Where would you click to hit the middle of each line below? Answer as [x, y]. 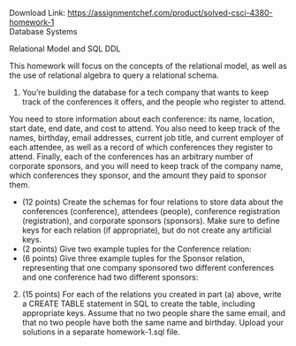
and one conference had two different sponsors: [110, 277]
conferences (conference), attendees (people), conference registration [151, 211]
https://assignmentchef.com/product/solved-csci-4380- [170, 13]
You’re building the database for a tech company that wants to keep [145, 92]
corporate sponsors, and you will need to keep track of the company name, [146, 166]
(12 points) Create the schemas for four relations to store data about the [152, 202]
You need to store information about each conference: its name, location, [142, 119]
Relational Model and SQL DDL [65, 49]
